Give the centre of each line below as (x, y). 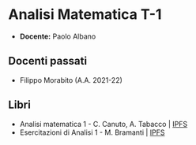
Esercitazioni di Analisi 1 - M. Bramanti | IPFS (92, 132)
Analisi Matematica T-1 (85, 15)
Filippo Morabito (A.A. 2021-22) (71, 80)
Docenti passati (48, 61)
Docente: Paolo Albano (58, 36)
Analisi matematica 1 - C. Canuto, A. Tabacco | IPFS (104, 124)
